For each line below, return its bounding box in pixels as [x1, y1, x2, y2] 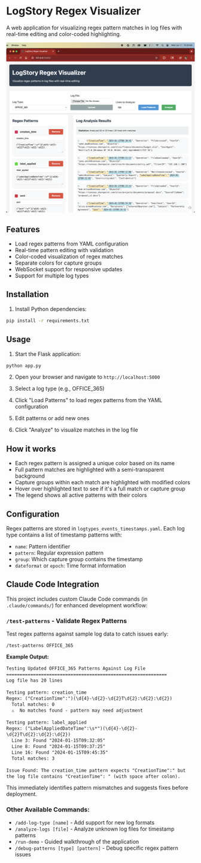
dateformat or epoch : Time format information [14, 562, 126, 570]
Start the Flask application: [14, 350, 81, 358]
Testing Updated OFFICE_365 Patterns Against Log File [6, 666, 146, 672]
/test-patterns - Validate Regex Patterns [6, 616, 127, 625]
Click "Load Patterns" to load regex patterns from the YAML [14, 397, 163, 404]
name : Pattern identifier [14, 543, 71, 550]
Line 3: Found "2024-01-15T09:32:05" [11, 738, 106, 744]
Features [6, 224, 40, 235]
